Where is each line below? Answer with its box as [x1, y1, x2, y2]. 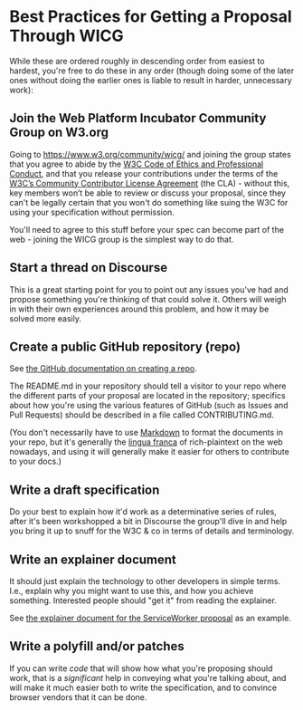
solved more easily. [9, 312, 81, 323]
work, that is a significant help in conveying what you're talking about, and [9, 672, 287, 683]
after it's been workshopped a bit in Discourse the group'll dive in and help [9, 516, 288, 527]
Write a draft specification [9, 482, 160, 497]
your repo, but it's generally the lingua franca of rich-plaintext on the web [9, 437, 283, 447]
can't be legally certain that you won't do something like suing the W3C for [9, 197, 289, 207]
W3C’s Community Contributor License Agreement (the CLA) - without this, [9, 177, 290, 188]
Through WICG [9, 25, 124, 46]
